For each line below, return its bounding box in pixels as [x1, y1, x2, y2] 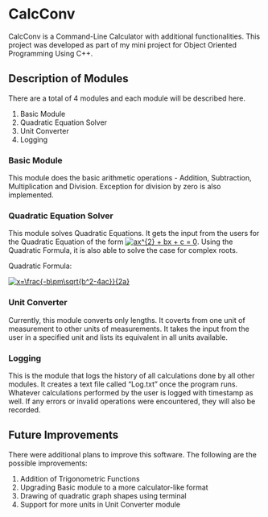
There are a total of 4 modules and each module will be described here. [8, 93, 246, 103]
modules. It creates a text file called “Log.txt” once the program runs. [8, 379, 238, 389]
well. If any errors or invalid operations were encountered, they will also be [8, 396, 256, 406]
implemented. [8, 190, 54, 200]
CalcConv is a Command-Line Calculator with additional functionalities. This [8, 31, 260, 41]
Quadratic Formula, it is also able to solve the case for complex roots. [8, 246, 238, 255]
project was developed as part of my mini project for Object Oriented [8, 39, 237, 49]
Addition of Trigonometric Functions [19, 474, 140, 483]
